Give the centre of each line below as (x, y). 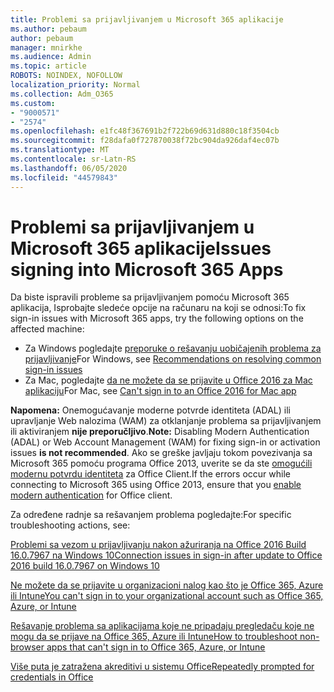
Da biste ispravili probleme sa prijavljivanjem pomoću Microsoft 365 (150, 297)
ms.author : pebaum (48, 29)
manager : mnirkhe (46, 47)
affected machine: (47, 329)
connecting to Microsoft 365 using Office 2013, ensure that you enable (156, 485)
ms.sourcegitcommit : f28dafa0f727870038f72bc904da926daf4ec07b (145, 141)
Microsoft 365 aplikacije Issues (141, 248)
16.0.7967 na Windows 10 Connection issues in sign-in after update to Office (166, 555)
